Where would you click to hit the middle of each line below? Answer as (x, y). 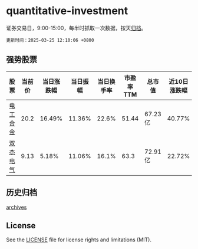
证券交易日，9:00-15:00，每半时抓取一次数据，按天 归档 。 (76, 28)
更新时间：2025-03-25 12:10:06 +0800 (50, 40)
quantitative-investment (67, 11)
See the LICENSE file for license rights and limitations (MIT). (79, 240)
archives (16, 207)
